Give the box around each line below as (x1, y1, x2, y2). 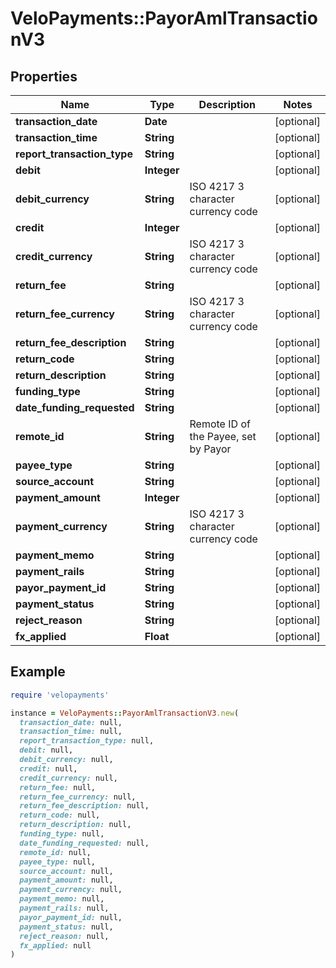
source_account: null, (19, 866, 114, 876)
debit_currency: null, (19, 755, 114, 765)
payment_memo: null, (19, 894, 105, 904)
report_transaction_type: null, (19, 736, 155, 746)
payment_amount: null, (19, 875, 114, 886)
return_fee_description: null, (19, 801, 150, 811)
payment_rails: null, (19, 903, 110, 914)
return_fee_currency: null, (19, 792, 137, 802)
